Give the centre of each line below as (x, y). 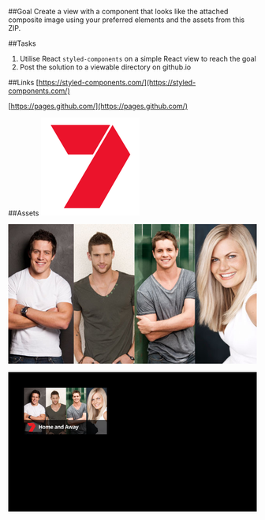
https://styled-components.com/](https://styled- (117, 82)
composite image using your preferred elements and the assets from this (127, 20)
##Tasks (22, 43)
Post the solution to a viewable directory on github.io (105, 67)
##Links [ (24, 82)
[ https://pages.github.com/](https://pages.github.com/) (98, 106)
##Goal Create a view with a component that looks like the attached (118, 11)
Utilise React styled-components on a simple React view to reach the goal (138, 59)
